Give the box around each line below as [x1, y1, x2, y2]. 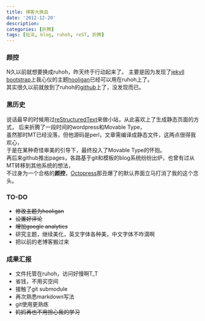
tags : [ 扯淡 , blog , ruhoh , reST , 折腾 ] [6, 32, 105, 38]
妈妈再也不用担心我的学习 [15, 308, 80, 316]
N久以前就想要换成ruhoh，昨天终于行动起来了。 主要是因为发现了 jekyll [6, 68, 185, 75]
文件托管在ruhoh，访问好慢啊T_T [15, 270, 99, 277]
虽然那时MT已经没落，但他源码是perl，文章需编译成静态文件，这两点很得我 [6, 131, 196, 138]
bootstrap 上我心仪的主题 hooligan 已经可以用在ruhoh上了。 [6, 76, 153, 83]
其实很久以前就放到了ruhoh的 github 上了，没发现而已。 [6, 83, 145, 91]
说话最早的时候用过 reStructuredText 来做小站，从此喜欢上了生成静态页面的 [6, 115, 194, 123]
